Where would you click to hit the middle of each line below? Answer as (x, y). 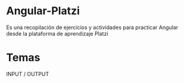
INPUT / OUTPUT (28, 74)
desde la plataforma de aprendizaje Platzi (57, 33)
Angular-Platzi (43, 11)
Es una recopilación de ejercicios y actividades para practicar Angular (92, 27)
